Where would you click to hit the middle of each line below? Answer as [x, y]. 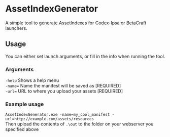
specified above [22, 129]
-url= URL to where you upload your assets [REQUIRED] [64, 91]
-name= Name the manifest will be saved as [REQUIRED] [63, 86]
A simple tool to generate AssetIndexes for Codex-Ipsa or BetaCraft [76, 23]
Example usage [25, 104]
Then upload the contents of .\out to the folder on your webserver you [79, 124]
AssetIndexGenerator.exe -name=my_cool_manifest [58, 115]
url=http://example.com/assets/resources [50, 119]
